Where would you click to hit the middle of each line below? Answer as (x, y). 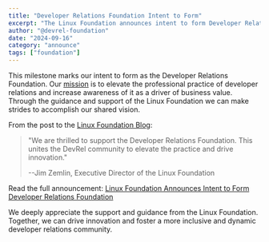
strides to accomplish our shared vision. (74, 109)
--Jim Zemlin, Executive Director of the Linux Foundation (121, 173)
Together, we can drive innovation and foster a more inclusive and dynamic (132, 221)
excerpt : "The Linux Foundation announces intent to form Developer (125, 23)
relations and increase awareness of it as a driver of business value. (120, 92)
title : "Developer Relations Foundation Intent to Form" (105, 16)
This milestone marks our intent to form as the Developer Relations (118, 75)
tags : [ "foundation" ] (44, 53)
